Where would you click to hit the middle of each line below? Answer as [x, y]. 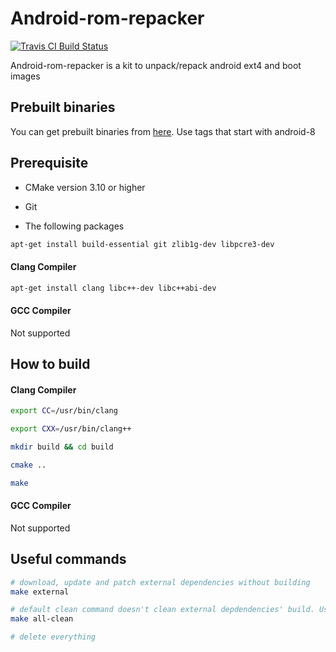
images [25, 76]
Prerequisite [49, 163]
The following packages [74, 226]
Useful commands [68, 559]
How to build [50, 364]
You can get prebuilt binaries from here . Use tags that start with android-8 [163, 131]
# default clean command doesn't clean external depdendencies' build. [162, 610]
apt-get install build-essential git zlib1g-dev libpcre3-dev [142, 244]
